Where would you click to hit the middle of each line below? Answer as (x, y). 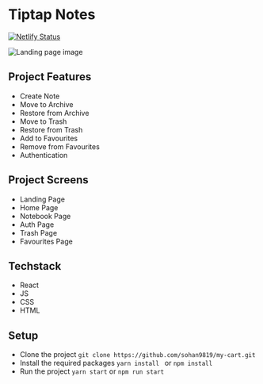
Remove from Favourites (60, 146)
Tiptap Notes (52, 15)
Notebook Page (45, 216)
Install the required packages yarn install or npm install (116, 363)
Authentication (44, 155)
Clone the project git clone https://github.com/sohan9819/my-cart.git (137, 355)
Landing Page (42, 199)
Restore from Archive (54, 113)
